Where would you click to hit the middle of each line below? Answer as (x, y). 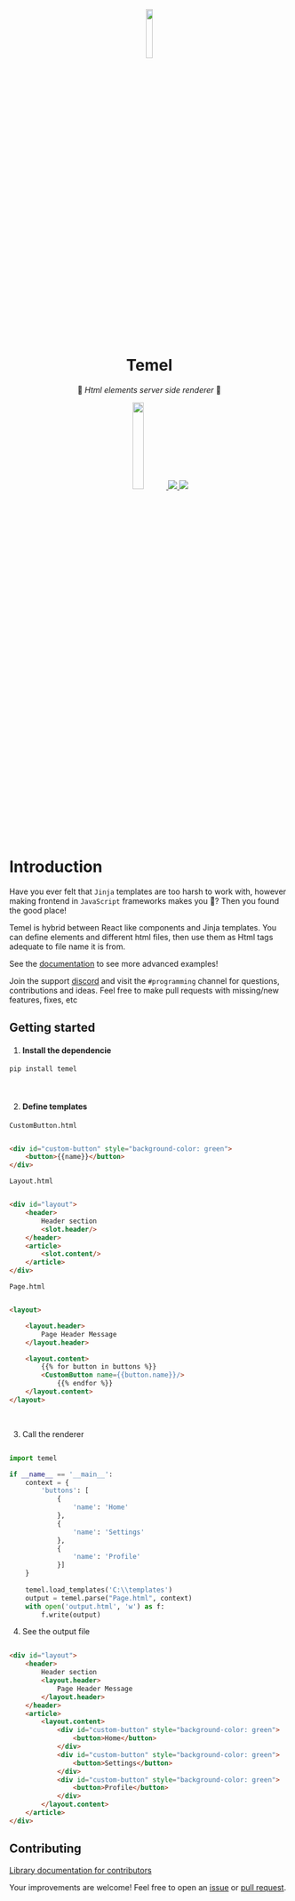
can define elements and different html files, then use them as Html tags (141, 937)
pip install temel (43, 1069)
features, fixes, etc (44, 1000)
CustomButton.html (43, 1125)
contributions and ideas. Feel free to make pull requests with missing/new (144, 990)
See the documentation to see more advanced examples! (114, 963)
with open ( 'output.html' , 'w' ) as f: (95, 1606)
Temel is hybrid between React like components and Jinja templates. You (143, 927)
